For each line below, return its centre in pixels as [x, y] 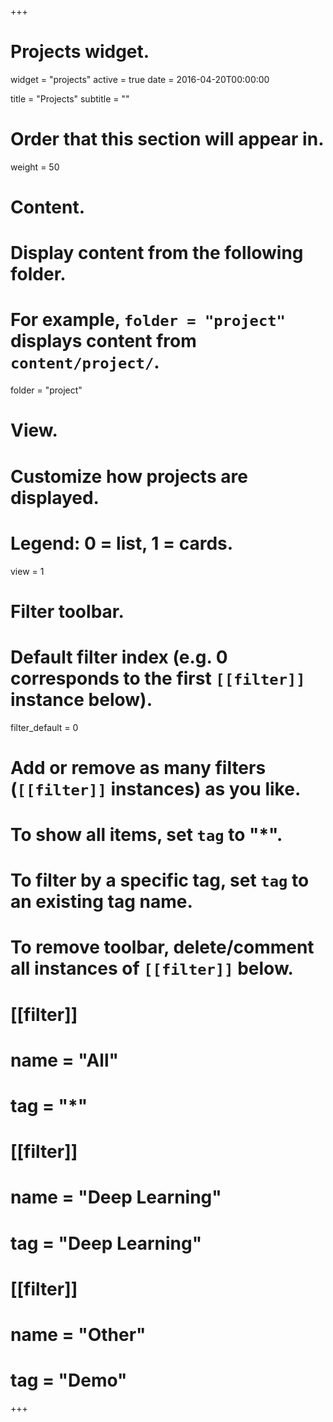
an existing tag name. [101, 902]
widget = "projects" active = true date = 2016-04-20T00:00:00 [140, 79]
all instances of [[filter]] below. [152, 968]
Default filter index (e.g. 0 [119, 657]
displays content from [103, 341]
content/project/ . [85, 362]
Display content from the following [157, 253]
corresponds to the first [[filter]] [158, 678]
